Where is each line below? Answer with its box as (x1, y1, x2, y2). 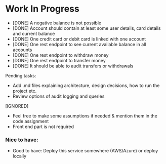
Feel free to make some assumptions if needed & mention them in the (12, 112, 158, 119)
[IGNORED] (5, 103, 29, 109)
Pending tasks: (5, 72, 36, 78)
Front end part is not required (12, 124, 74, 130)
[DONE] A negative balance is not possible (12, 20, 102, 26)
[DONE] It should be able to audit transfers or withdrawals (12, 63, 134, 69)
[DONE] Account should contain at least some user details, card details (12, 25, 161, 31)
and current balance (12, 30, 55, 36)
